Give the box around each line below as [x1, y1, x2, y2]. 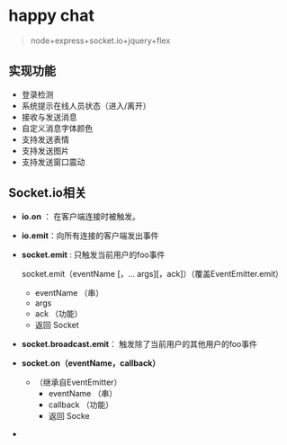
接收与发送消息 [21, 111, 77, 122]
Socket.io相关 [8, 185, 87, 200]
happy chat [8, 5, 95, 26]
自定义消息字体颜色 [21, 122, 94, 133]
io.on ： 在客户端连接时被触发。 [21, 210, 141, 221]
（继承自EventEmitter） [34, 377, 122, 387]
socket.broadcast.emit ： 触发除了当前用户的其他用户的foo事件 [21, 338, 257, 349]
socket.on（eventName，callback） [21, 357, 161, 369]
